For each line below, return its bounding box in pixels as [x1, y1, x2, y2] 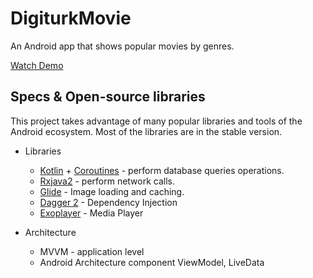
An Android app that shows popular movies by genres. [10, 40, 235, 52]
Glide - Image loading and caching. [39, 185, 185, 197]
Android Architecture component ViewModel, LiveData [39, 256, 265, 268]
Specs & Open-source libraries [10, 88, 206, 106]
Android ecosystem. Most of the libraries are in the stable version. [10, 125, 283, 137]
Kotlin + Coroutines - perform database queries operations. [39, 164, 285, 176]
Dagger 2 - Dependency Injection [39, 196, 178, 208]
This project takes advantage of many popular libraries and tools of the [10, 115, 303, 127]
